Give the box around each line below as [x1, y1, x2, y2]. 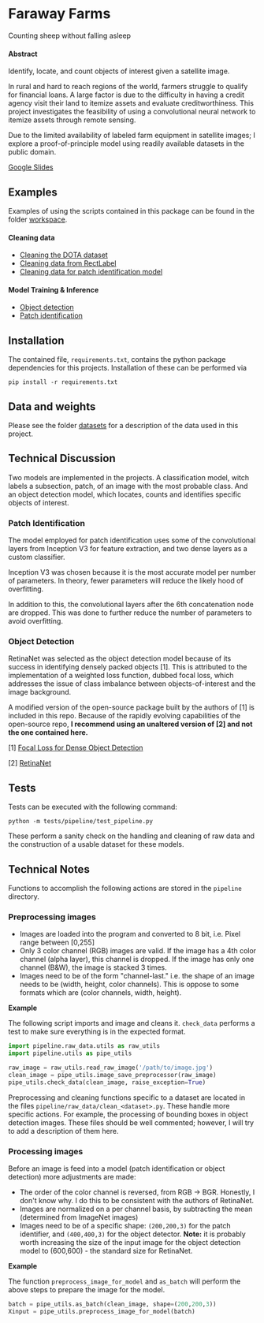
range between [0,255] [19, 937, 95, 947]
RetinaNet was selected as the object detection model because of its [8, 654, 232, 663]
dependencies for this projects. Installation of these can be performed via [8, 363, 247, 373]
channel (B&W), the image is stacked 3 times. [19, 963, 167, 972]
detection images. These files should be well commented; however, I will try [8, 1117, 255, 1127]
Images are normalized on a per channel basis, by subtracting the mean [19, 1204, 253, 1213]
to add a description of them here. [8, 1126, 119, 1135]
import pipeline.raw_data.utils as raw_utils [8, 1042, 160, 1050]
